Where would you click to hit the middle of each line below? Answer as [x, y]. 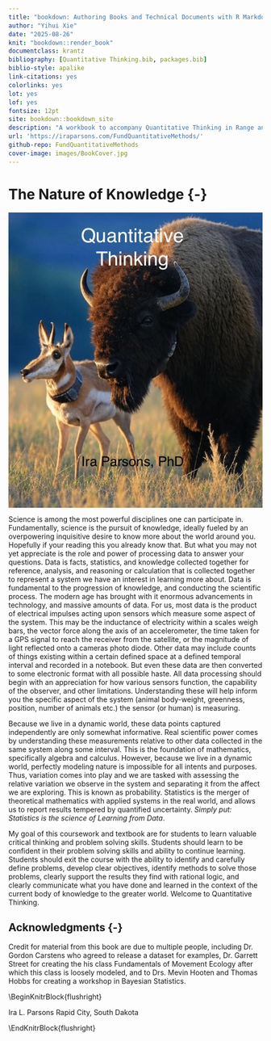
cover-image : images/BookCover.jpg [68, 153]
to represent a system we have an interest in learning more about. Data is [130, 579]
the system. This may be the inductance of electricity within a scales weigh [133, 622]
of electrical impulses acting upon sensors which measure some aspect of [132, 613]
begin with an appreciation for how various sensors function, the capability [133, 682]
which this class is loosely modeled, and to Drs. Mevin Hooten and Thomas [133, 972]
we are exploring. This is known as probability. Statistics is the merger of [129, 792]
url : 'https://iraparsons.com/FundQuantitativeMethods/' [106, 136]
